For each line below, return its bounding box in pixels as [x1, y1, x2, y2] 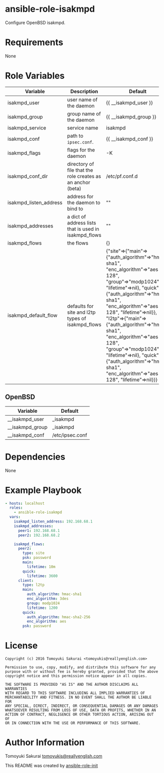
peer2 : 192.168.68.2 [18, 533, 60, 538]
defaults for [67, 302, 94, 309]
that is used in [67, 225, 99, 232]
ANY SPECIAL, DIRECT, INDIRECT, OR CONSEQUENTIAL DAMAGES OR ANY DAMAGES [5, 703, 159, 709]
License [5, 640, 38, 651]
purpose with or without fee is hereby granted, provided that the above [5, 669, 159, 674]
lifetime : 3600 [26, 574, 58, 578]
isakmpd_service [7, 124, 46, 131]
